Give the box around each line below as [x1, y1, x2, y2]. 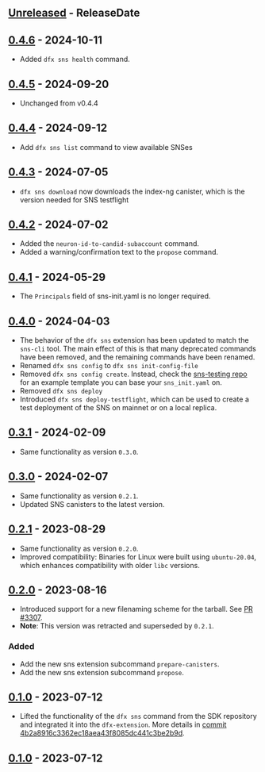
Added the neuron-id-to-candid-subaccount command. [19, 239, 200, 248]
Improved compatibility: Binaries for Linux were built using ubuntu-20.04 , [19, 551, 256, 562]
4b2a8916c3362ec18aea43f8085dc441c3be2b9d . [19, 728, 185, 738]
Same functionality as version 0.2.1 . [19, 491, 139, 501]
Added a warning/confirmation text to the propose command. [19, 248, 219, 257]
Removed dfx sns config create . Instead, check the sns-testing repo [19, 369, 248, 379]
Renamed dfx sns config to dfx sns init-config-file [19, 361, 198, 371]
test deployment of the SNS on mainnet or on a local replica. [19, 403, 217, 413]
